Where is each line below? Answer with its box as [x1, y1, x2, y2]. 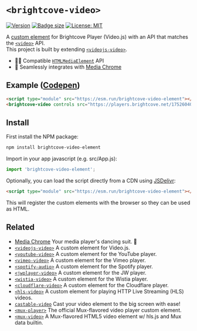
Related [6, 222, 35, 232]
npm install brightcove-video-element [6, 144, 101, 151]
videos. [14, 294, 33, 301]
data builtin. [14, 319, 43, 326]
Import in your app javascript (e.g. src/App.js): [6, 155, 117, 163]
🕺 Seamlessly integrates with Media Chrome [14, 63, 122, 70]
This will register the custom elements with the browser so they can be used [6, 199, 191, 206]
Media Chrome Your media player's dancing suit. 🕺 [14, 238, 138, 245]
